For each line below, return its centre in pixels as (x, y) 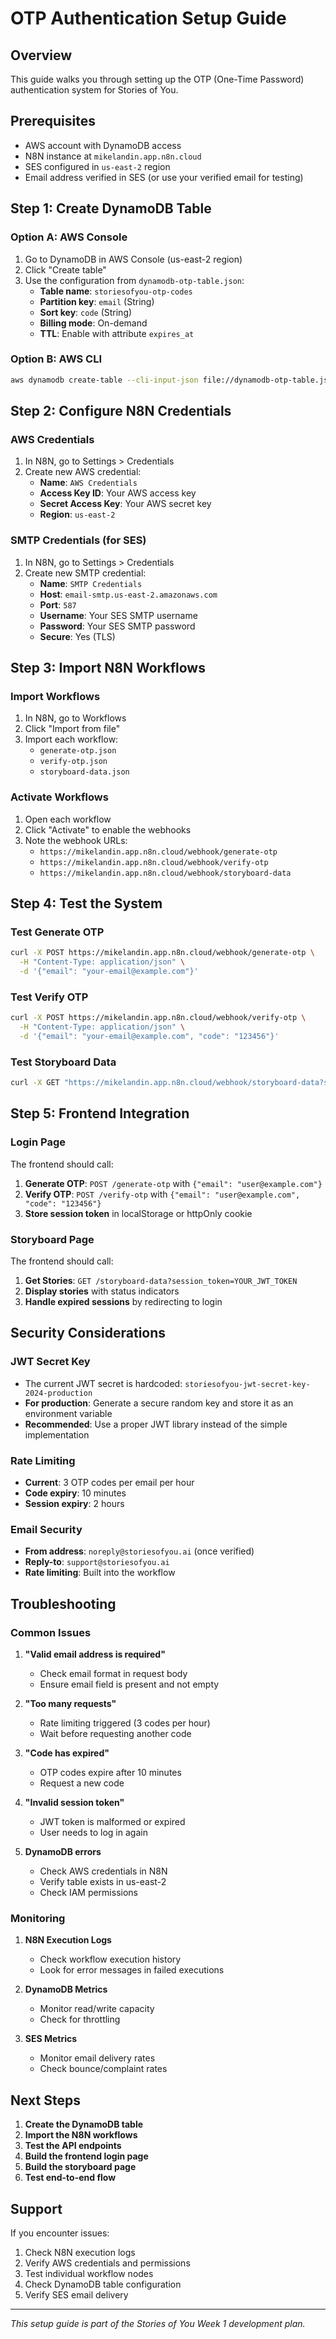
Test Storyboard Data (63, 1062)
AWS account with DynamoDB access (103, 145)
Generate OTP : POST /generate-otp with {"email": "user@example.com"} (173, 1183)
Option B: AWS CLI (56, 359)
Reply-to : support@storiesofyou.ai (97, 1562)
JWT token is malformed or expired (112, 1821)
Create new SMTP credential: (85, 573)
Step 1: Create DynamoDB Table (111, 208)
